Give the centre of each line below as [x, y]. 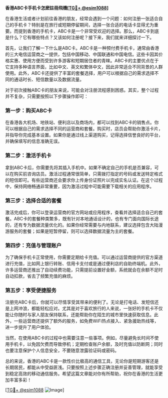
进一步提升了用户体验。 [29, 327]
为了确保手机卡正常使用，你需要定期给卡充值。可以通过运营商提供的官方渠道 [84, 257]
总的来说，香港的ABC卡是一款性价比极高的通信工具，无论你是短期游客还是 [82, 361]
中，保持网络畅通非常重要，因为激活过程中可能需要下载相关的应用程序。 [79, 186]
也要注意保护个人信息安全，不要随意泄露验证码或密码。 [62, 350]
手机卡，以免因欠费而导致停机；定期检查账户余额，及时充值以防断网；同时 [86, 344]
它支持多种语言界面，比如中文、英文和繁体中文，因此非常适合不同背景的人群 [84, 67]
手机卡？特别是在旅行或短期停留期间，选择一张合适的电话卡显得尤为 [84, 25]
